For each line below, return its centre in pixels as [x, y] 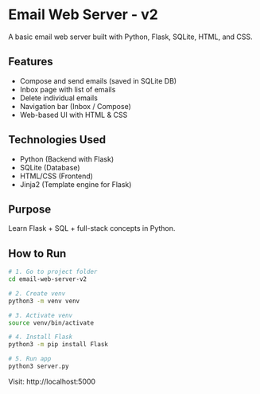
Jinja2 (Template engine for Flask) [76, 184]
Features [31, 62]
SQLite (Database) [50, 167]
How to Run [37, 254]
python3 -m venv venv [44, 301]
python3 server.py [39, 367]
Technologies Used [57, 140]
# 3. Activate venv [41, 315]
